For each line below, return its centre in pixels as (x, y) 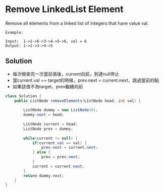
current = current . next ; (58, 166)
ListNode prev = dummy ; (48, 129)
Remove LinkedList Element (64, 9)
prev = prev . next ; (61, 157)
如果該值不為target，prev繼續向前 (48, 86)
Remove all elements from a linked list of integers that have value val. (77, 23)
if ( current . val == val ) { (59, 143)
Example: (14, 32)
